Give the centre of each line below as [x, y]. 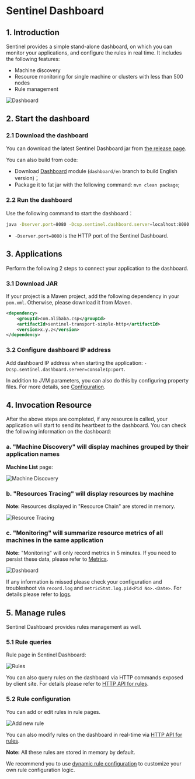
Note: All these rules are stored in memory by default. [71, 752]
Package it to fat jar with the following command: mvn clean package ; [97, 184]
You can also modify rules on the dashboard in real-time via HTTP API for [94, 734]
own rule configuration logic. [41, 770]
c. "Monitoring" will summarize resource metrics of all [85, 533]
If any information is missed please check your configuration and [84, 582]
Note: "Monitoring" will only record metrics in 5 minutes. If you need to [91, 553]
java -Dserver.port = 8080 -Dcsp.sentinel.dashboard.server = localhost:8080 [98, 224]
